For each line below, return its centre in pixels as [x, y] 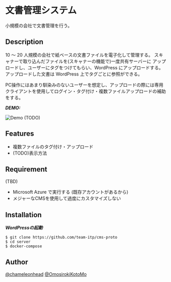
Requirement [26, 169]
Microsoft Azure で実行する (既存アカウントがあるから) [70, 192]
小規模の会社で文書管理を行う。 [39, 25]
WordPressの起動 [24, 228]
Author [17, 262]
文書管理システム [41, 10]
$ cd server [18, 242]
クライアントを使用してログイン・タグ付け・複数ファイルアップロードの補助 [86, 91]
